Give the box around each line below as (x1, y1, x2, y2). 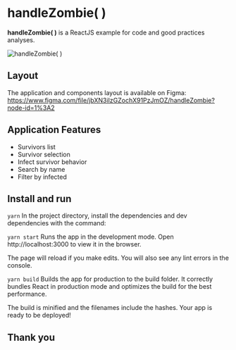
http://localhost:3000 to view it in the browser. (7, 240, 142, 249)
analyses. (7, 35, 35, 44)
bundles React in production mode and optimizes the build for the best (7, 282, 212, 291)
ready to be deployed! (7, 311, 72, 320)
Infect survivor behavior (17, 157, 87, 166)
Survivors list (17, 142, 56, 151)
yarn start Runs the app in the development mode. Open (7, 232, 174, 241)
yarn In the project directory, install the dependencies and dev (7, 211, 188, 220)
